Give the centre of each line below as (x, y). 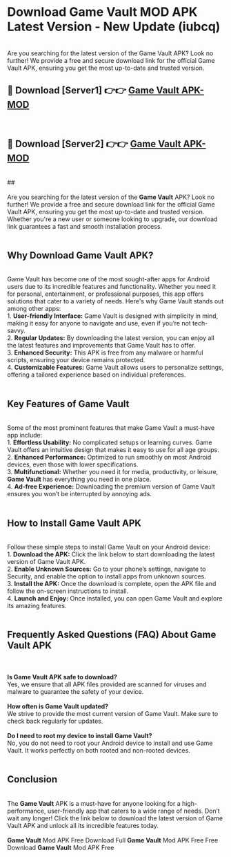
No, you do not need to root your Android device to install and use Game (110, 743)
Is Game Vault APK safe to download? (62, 677)
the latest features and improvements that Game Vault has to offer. (102, 346)
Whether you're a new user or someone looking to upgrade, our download (112, 219)
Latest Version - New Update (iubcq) (114, 27)
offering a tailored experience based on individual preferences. (97, 375)
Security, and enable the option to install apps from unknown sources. (107, 576)
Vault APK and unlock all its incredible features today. (83, 825)
